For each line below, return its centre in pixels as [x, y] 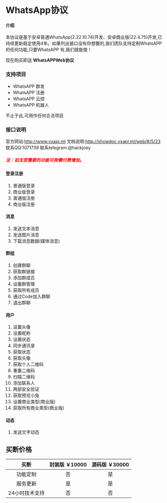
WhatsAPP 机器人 [31, 105]
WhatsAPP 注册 [29, 92]
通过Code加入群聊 [32, 296]
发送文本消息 [26, 228]
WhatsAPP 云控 [29, 99]
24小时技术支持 [26, 493]
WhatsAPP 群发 [29, 86]
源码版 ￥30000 [110, 465]
